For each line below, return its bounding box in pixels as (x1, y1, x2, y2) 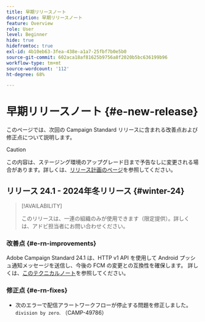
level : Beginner (6, 32, 48, 38)
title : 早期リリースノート (6, 9, 67, 15)
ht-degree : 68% (6, 71, 45, 77)
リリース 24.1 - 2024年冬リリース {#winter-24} (6, 185, 185, 196)
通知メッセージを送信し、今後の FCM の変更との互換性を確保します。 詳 (11, 262, 193, 269)
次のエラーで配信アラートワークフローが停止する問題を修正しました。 (15, 301, 192, 309)
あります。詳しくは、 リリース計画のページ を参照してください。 (16, 166, 176, 174)
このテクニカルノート (22, 270, 76, 277)
